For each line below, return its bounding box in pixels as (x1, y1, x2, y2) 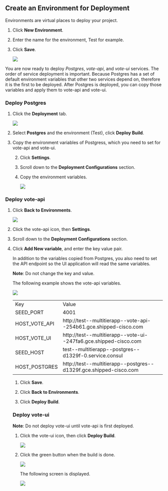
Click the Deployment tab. (12, 111, 67, 117)
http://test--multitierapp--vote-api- (62, 317, 151, 324)
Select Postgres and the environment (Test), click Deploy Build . (12, 130, 144, 136)
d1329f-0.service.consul (62, 352, 123, 359)
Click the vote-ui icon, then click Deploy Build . (19, 432, 116, 438)
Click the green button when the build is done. (19, 451, 115, 457)
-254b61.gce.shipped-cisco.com (62, 323, 143, 330)
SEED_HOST (14, 349, 44, 356)
